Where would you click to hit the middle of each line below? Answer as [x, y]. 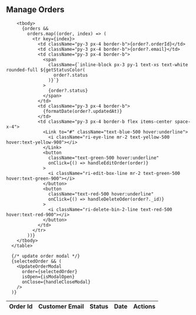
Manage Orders [35, 10]
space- [183, 121]
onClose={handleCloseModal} [56, 282]
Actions [144, 306]
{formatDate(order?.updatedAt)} [83, 111]
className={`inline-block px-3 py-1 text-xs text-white [118, 64]
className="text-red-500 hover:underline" [101, 194]
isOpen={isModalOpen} [48, 277]
